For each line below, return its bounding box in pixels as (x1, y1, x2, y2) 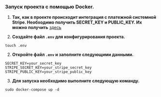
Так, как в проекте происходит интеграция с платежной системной (12, 14, 156, 20)
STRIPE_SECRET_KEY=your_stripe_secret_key (5, 65, 92, 70)
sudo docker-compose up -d (5, 87, 59, 92)
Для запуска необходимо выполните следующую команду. (12, 78, 140, 84)
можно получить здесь (12, 25, 61, 30)
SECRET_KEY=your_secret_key (5, 61, 62, 66)
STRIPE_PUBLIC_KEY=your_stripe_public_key (5, 69, 92, 74)
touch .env (5, 43, 27, 48)
